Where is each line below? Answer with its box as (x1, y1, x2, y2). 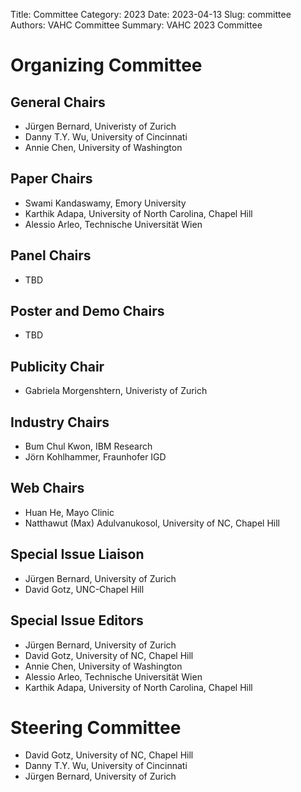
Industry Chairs (10, 414, 110, 431)
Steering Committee (10, 716, 182, 739)
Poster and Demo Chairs (10, 303, 165, 320)
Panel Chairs (10, 247, 92, 264)
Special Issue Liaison (10, 546, 145, 563)
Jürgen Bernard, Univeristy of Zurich (24, 120, 177, 132)
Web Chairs (10, 480, 85, 497)
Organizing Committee (10, 54, 203, 77)
